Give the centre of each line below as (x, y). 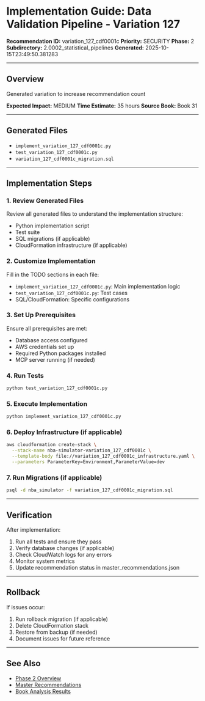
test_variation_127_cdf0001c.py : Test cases (71, 293)
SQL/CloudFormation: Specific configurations (72, 299)
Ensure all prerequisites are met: (47, 328)
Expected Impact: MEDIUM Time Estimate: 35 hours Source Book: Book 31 (102, 106)
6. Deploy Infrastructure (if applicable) (64, 432)
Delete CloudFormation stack (52, 625)
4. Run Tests (25, 375)
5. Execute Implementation (47, 403)
